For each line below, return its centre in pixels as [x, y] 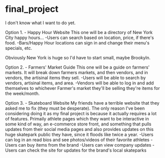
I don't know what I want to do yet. [40, 23]
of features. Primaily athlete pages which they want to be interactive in [77, 118]
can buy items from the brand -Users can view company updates [85, 145]
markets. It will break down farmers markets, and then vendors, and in [77, 72]
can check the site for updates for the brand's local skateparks [82, 150]
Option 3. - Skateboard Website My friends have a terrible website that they [82, 103]
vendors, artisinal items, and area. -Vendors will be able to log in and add [80, 83]
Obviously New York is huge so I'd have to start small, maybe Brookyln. [78, 57]
